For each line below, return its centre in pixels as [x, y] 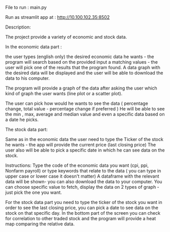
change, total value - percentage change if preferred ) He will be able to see [85, 109]
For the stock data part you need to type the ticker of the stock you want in [84, 202]
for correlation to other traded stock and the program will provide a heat [81, 219]
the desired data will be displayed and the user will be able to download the [84, 73]
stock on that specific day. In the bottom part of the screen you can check [83, 213]
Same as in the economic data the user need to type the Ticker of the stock [84, 139]
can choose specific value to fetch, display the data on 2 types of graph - [82, 187]
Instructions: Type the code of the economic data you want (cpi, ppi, [77, 165]
